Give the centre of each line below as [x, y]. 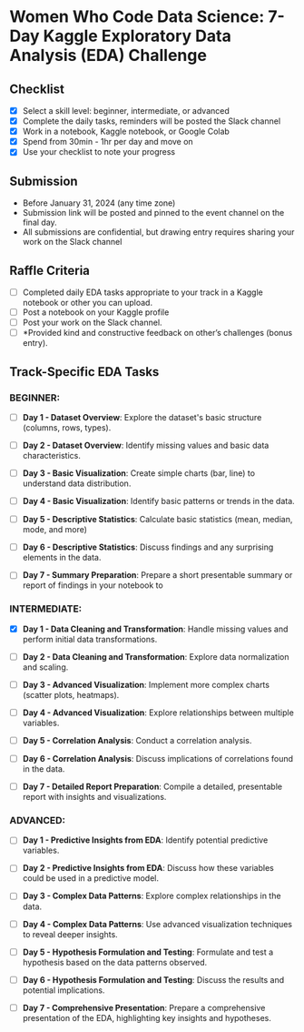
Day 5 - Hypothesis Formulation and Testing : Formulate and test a [148, 952]
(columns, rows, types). [67, 427]
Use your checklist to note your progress [99, 152]
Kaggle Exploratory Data [137, 36]
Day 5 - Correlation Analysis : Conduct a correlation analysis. [137, 740]
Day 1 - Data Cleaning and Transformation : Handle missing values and [155, 629]
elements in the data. [62, 558]
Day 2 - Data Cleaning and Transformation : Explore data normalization [156, 656]
